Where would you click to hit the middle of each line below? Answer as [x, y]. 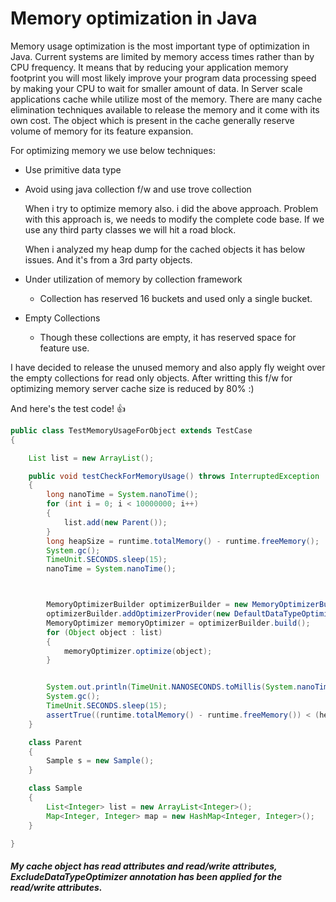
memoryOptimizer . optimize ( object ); [138, 651]
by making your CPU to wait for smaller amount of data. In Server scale [156, 88]
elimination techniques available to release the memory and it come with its [165, 109]
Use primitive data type [73, 169]
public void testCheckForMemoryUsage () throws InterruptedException [174, 476]
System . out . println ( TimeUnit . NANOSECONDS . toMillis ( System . [172, 687]
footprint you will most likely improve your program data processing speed [163, 78]
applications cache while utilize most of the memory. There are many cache [166, 99]
